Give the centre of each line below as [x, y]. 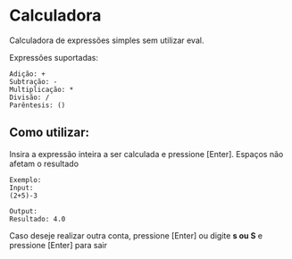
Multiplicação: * [42, 89]
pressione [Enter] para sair [58, 245]
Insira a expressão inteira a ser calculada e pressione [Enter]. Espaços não [146, 154]
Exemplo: [25, 180]
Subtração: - [33, 81]
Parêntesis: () [38, 105]
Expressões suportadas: [54, 57]
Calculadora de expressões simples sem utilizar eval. [107, 40]
